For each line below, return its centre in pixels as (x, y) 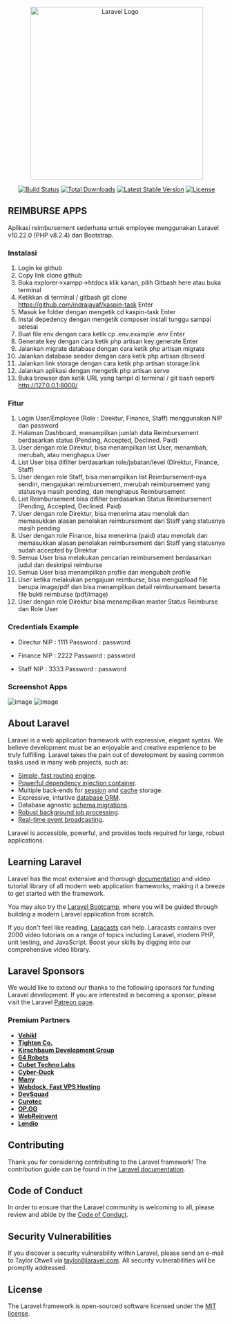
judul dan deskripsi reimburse (60, 565)
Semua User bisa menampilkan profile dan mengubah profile (104, 573)
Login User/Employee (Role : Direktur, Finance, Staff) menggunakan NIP (120, 419)
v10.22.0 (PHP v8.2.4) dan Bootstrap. (61, 235)
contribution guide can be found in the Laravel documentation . (97, 1169)
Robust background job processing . (69, 812)
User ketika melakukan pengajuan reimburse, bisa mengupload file (113, 579)
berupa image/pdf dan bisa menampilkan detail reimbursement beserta (119, 587)
